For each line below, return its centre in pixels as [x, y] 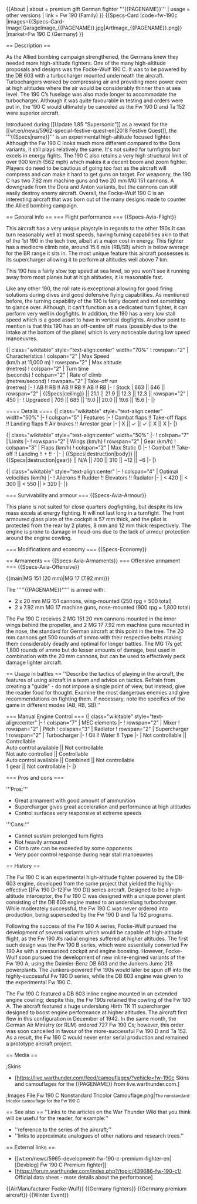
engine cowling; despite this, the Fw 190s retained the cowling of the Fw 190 [98, 1000]
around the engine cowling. [39, 538]
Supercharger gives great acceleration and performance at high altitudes [103, 807]
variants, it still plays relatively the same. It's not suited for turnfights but [93, 149]
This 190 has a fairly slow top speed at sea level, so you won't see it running [98, 271]
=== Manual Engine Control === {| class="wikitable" [70, 716]
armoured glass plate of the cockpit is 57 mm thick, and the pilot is [86, 519]
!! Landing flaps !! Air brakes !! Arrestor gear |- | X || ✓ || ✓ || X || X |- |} [92, 424]
